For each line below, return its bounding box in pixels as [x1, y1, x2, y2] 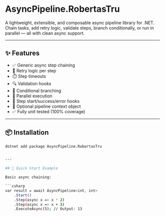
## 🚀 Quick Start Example [5, 166, 58, 171]
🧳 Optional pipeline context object [12, 103, 81, 109]
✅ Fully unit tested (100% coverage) [12, 108, 85, 114]
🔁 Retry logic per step [12, 67, 56, 73]
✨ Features [5, 49, 40, 58]
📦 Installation [5, 128, 49, 137]
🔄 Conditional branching [12, 88, 61, 93]
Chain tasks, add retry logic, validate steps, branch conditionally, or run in [5, 25, 154, 31]
